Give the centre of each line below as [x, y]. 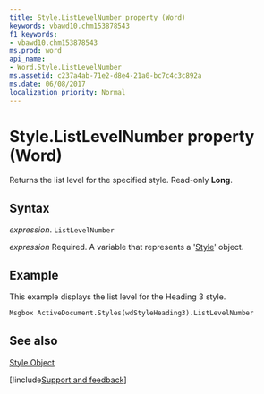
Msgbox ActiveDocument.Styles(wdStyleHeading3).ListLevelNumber [132, 314]
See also [34, 341]
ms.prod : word [36, 51]
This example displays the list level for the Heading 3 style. [118, 297]
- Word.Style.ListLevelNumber [66, 68]
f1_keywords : [34, 34]
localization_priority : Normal [68, 92]
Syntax [30, 208]
